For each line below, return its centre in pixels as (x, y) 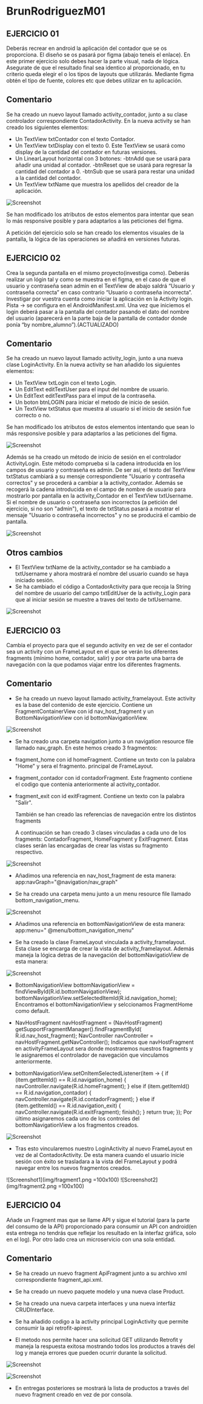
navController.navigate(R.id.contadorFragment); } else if (85, 1099)
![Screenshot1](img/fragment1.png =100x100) (63, 1180)
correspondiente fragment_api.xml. (59, 1279)
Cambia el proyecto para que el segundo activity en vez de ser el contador (99, 645)
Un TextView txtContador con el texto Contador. (75, 139)
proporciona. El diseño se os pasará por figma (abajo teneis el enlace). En (98, 55)
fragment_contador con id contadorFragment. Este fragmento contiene (104, 777)
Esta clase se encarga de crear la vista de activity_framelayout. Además (105, 948)
